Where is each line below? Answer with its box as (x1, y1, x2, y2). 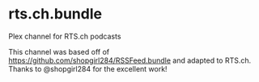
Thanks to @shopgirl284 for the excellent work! (8, 64, 168, 73)
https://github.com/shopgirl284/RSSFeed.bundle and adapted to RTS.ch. (8, 55, 252, 65)
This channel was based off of (8, 47, 110, 56)
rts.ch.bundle (8, 5, 103, 23)
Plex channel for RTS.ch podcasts (8, 31, 121, 41)
